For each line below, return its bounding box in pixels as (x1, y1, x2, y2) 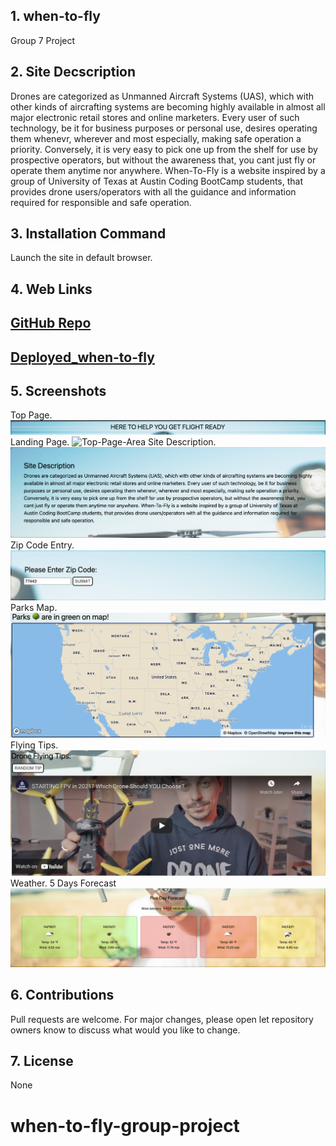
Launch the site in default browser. (10, 252, 153, 264)
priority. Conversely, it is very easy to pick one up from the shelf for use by (10, 143, 318, 155)
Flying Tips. (10, 739, 59, 751)
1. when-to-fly (10, 8, 101, 25)
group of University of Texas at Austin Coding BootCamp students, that (10, 175, 304, 187)
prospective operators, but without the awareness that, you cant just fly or (10, 154, 317, 166)
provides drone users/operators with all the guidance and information (10, 185, 297, 198)
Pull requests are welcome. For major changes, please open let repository (10, 1013, 314, 1025)
